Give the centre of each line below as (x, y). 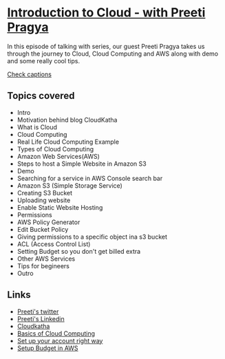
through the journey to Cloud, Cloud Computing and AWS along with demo (113, 54)
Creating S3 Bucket (45, 193)
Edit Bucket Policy (43, 229)
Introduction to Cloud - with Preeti (106, 13)
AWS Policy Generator (49, 222)
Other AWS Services (46, 259)
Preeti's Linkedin (41, 318)
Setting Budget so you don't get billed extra (79, 251)
